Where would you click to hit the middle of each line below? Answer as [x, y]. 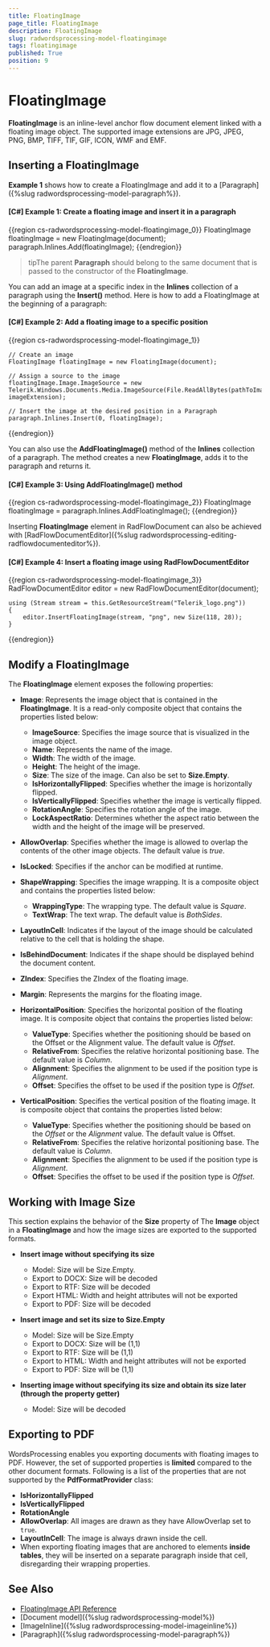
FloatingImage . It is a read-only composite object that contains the [131, 708]
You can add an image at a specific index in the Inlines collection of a [123, 286]
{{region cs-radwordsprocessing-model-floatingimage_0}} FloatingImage [130, 230]
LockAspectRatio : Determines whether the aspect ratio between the [145, 818]
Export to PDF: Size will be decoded [91, 1304]
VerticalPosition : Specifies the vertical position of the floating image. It [138, 1101]
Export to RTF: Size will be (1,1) [83, 1352]
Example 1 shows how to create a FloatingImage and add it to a [113, 185]
